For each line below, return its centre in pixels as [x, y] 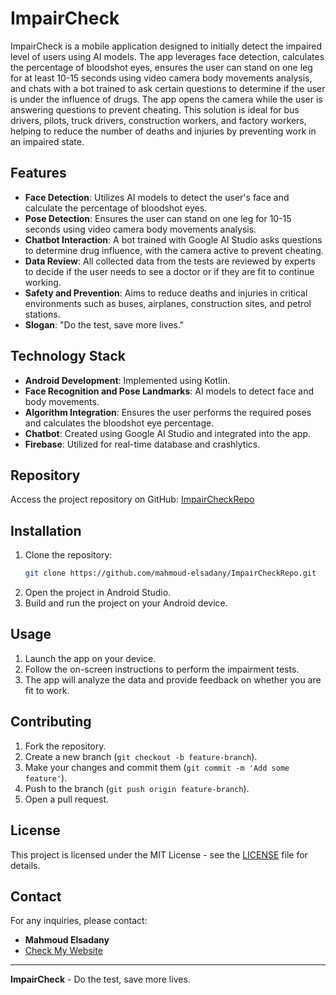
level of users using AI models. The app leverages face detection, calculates [167, 56]
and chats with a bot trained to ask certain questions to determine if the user [168, 88]
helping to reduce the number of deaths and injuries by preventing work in [163, 131]
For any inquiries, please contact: [79, 921]
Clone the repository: [68, 555]
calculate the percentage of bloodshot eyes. [116, 208]
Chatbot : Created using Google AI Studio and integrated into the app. [168, 433]
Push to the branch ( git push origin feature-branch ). [137, 788]
